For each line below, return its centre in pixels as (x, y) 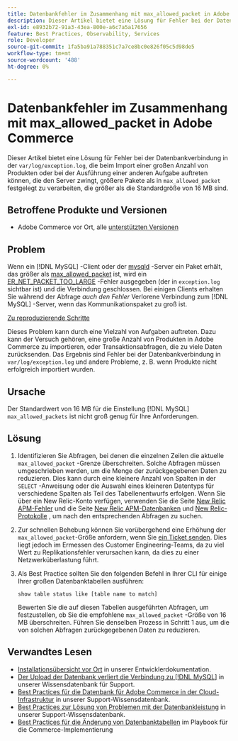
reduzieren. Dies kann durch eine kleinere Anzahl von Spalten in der (117, 478)
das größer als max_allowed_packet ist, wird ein (77, 274)
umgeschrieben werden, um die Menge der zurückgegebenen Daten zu (122, 470)
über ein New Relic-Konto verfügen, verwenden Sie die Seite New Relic (121, 501)
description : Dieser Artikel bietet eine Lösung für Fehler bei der (110, 21)
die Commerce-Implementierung (65, 729)
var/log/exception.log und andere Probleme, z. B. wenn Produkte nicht (112, 362)
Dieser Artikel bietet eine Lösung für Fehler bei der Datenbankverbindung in (118, 157)
